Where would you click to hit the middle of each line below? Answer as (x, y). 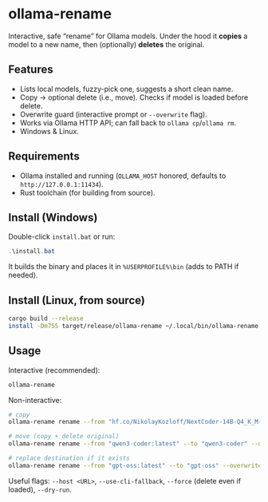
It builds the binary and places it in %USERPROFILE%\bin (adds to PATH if (124, 267)
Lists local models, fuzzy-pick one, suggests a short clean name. (126, 89)
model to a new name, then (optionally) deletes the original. (106, 44)
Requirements (44, 156)
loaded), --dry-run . (40, 489)
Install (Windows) (53, 217)
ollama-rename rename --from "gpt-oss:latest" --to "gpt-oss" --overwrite (135, 465)
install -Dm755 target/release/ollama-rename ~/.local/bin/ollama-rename (134, 326)
